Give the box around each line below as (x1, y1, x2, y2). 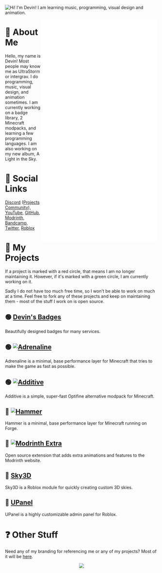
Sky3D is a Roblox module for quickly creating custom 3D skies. (5, 484, 133, 490)
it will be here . (5, 554, 33, 559)
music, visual (5, 84, 32, 90)
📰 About (5, 27, 38, 38)
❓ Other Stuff (5, 529, 58, 540)
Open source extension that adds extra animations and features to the (5, 452, 145, 458)
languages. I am (5, 141, 37, 146)
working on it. (5, 279, 32, 285)
